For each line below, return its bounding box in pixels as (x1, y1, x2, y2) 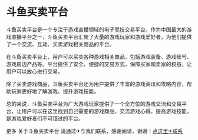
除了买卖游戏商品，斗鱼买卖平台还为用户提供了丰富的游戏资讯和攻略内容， (6, 80, 187, 87)
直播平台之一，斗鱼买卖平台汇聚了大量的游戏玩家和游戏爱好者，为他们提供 (11, 33, 192, 40)
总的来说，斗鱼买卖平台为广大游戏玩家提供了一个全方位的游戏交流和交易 (6, 100, 181, 107)
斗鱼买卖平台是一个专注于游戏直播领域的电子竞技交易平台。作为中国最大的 (6, 26, 187, 33)
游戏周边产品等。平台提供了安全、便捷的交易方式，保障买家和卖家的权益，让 (6, 60, 192, 68)
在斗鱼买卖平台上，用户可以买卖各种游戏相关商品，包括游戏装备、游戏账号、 (6, 53, 192, 60)
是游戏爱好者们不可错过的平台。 (6, 115, 84, 122)
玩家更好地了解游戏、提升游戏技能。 (11, 88, 99, 95)
